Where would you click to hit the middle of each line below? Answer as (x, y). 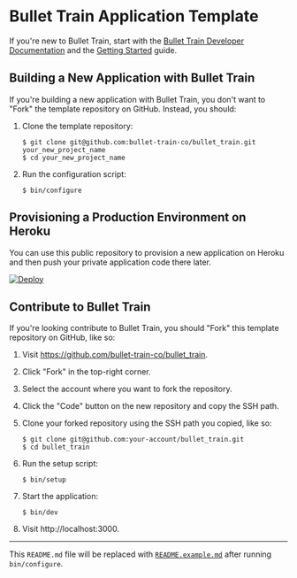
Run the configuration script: (74, 173)
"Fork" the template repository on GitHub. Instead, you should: (123, 109)
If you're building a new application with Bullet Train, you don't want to (137, 99)
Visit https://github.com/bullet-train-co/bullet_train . (115, 355)
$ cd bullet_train (56, 447)
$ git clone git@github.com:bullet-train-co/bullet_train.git (139, 142)
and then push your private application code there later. (110, 262)
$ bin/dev (40, 512)
